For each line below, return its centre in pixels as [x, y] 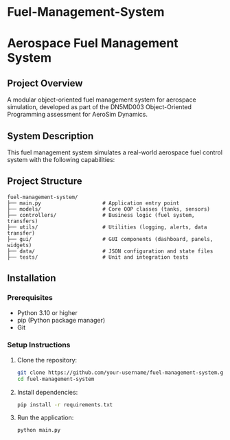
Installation [32, 278]
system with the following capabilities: [61, 160]
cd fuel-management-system [56, 379]
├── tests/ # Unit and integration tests [98, 257]
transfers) [23, 221]
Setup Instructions [39, 345]
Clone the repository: [47, 360]
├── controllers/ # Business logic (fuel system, [101, 215]
